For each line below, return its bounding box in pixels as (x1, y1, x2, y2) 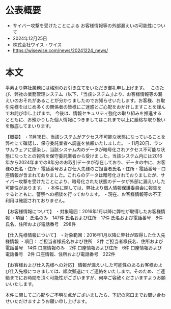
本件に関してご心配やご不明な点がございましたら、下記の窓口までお (5, 292, 148, 298)
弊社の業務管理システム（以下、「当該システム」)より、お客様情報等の (14, 91, 158, 97)
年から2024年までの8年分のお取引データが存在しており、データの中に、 (5, 159, 157, 165)
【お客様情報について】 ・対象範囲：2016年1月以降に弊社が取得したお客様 (5, 208, 161, 214)
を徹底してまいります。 (5, 123, 52, 129)
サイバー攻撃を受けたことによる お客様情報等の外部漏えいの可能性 (12, 22, 153, 29)
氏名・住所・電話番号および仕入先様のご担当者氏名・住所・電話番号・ (14, 165, 161, 171)
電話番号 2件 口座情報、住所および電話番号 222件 (5, 251, 116, 257)
